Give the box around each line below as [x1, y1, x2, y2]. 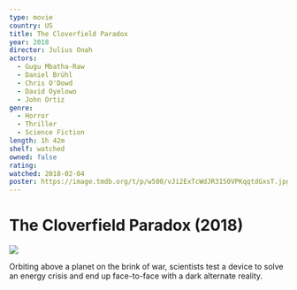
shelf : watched [9, 144, 65, 153]
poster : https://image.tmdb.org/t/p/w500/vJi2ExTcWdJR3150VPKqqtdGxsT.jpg [9, 178, 291, 187]
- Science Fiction [17, 128, 86, 137]
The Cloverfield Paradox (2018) [9, 216, 244, 235]
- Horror [17, 111, 49, 120]
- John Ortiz [17, 95, 65, 104]
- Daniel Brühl [17, 71, 73, 80]
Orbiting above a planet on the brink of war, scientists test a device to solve [9, 262, 285, 272]
